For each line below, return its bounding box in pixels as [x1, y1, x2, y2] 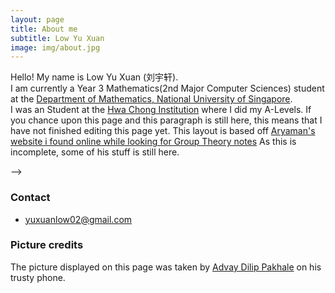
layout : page [10, 14, 65, 25]
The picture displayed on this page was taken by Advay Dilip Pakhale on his [10, 261, 322, 273]
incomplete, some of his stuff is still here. [10, 146, 180, 158]
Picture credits [10, 238, 84, 252]
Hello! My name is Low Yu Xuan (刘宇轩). [10, 71, 179, 83]
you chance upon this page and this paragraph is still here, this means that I [10, 114, 323, 126]
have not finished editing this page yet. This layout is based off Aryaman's [10, 125, 316, 137]
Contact [10, 191, 51, 205]
